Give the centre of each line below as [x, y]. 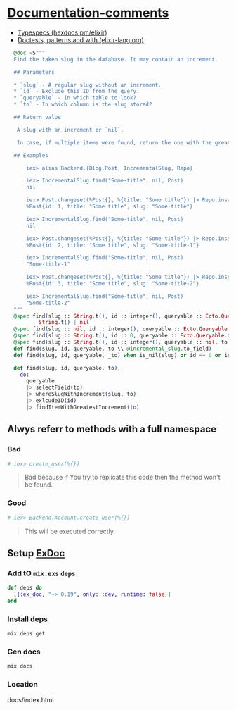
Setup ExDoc [36, 553]
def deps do [25, 588]
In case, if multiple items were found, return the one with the [114, 142]
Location [23, 685]
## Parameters [34, 72]
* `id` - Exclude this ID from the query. [77, 92]
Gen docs [24, 652]
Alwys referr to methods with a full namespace [112, 429]
